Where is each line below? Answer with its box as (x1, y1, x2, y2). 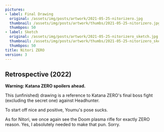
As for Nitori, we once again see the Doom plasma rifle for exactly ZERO (5, 116, 150, 122)
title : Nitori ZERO (5, 48, 45, 52)
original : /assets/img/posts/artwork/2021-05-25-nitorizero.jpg (9, 16, 143, 21)
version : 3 (5, 52, 27, 57)
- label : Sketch (5, 30, 38, 34)
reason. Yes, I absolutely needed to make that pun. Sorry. (5, 122, 121, 128)
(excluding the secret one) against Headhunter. (5, 98, 100, 103)
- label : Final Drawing (5, 12, 54, 16)
